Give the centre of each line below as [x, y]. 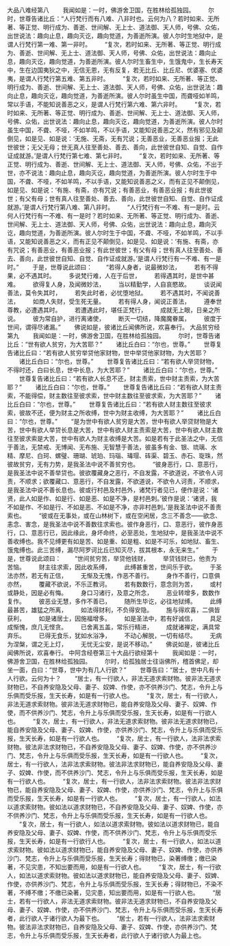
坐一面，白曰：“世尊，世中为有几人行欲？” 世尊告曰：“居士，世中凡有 [111, 670]
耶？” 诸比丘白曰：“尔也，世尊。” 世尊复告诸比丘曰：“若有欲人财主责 [115, 387]
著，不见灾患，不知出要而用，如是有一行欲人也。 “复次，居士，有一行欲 [114, 867]
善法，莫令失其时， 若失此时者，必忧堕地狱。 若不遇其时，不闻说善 [114, 293]
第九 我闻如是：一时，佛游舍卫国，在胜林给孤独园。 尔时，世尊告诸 [114, 336]
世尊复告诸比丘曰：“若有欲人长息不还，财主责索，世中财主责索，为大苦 [119, 378]
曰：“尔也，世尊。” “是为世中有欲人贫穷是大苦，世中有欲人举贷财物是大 [112, 421]
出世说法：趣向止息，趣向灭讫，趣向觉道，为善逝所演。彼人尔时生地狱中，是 [115, 36]
